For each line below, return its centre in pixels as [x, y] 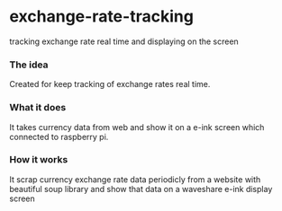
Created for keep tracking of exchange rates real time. [110, 84]
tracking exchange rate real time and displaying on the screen [124, 41]
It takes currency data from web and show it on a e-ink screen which [137, 127]
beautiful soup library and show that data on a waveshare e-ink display [141, 189]
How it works [39, 160]
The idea [29, 65]
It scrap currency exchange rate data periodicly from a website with [135, 179]
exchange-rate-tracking [101, 17]
